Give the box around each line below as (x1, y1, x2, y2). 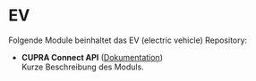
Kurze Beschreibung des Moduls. (21, 61, 144, 72)
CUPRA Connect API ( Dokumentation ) (21, 52, 163, 62)
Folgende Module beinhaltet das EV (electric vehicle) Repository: (8, 35, 248, 45)
